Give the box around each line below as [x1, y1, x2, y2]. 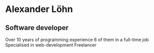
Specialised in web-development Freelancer [5, 42, 97, 48]
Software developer [5, 23, 69, 32]
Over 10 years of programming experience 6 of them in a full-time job [5, 36, 149, 42]
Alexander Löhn [5, 3, 73, 15]
